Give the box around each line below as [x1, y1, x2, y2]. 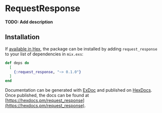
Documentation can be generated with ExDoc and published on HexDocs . [5, 87, 152, 93]
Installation [5, 33, 40, 41]
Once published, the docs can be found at [5, 93, 89, 98]
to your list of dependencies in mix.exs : [5, 51, 83, 57]
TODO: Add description [5, 19, 53, 25]
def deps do [5, 60, 29, 65]
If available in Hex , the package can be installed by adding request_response [5, 46, 158, 51]
